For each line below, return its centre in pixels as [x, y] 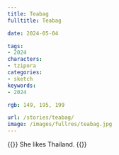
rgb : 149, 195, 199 [36, 105]
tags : [15, 46]
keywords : [22, 86]
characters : [25, 59]
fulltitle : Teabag [34, 21]
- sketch [20, 79]
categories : [25, 72]
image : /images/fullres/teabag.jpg [60, 125]
